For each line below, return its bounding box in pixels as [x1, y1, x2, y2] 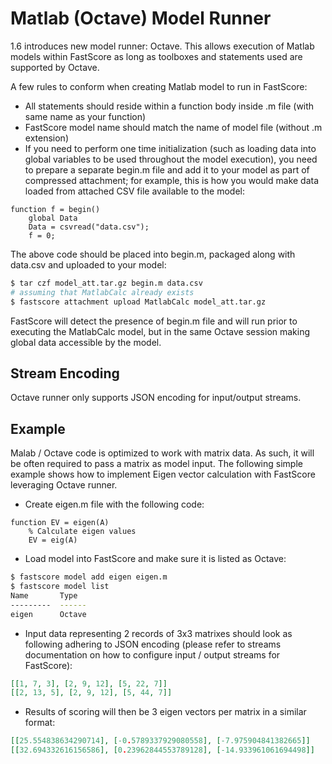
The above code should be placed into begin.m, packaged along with [10, 248, 296, 260]
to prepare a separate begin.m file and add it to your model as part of [24, 163, 310, 176]
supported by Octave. [10, 61, 100, 73]
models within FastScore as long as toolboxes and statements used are [10, 50, 303, 62]
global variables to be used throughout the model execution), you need [24, 153, 318, 165]
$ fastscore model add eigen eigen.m [10, 572, 168, 582]
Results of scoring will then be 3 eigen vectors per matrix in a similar [24, 706, 307, 718]
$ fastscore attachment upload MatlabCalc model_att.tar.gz [10, 297, 267, 307]
